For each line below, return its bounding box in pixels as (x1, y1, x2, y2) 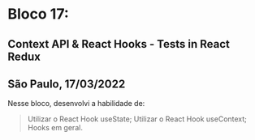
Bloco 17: (7, 5, 70, 23)
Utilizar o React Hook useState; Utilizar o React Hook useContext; (27, 114, 247, 124)
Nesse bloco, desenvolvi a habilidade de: (7, 99, 145, 108)
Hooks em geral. (27, 123, 83, 133)
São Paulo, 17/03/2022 (7, 77, 126, 91)
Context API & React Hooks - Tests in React (7, 37, 231, 51)
